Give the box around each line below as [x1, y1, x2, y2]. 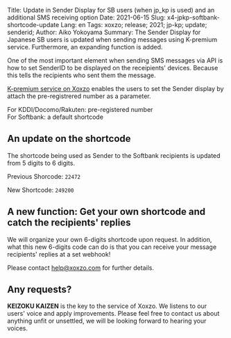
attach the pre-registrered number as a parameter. [7, 92, 151, 100]
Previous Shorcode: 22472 [7, 172, 81, 180]
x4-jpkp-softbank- [166, 13, 220, 22]
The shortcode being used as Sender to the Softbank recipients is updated [7, 151, 221, 159]
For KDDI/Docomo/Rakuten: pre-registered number [7, 106, 153, 113]
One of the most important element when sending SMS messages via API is [7, 56, 223, 65]
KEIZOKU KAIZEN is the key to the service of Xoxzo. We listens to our [7, 302, 207, 310]
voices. [7, 324, 28, 332]
